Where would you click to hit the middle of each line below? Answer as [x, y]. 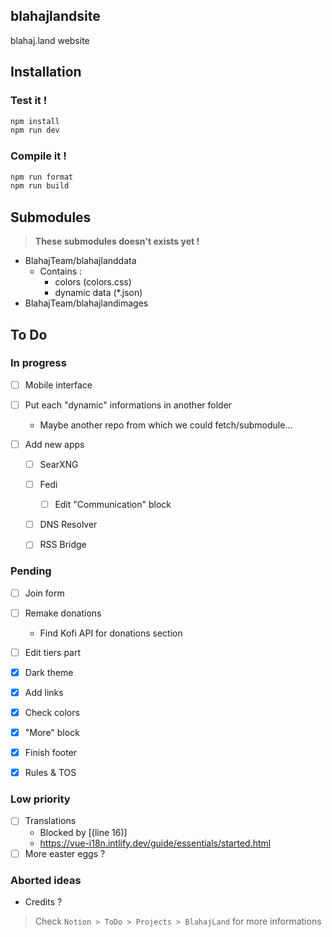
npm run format [42, 177]
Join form [44, 593]
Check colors [52, 712]
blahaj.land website [50, 40]
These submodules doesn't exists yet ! [117, 241]
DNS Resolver [68, 525]
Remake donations [63, 613]
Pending [31, 571]
